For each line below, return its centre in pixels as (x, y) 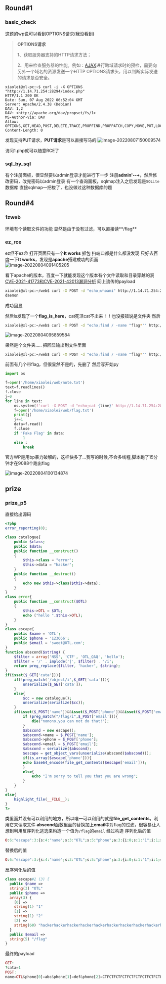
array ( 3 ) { (21, 897)
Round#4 (20, 203)
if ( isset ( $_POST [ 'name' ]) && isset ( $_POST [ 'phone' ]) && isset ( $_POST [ (84, 712)
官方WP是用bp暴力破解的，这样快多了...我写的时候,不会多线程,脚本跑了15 (80, 457)
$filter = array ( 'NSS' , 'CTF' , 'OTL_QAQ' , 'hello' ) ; (69, 657)
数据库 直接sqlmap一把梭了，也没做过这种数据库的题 (59, 187)
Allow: (12, 121)
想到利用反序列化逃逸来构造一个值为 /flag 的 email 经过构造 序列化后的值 (78, 831)
